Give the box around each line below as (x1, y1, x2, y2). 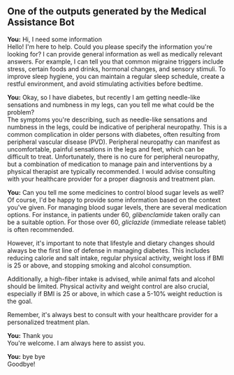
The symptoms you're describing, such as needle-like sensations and (7, 115, 207, 124)
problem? (7, 108, 35, 116)
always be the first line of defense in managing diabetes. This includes (7, 246, 210, 254)
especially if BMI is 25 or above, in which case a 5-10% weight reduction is (7, 289, 223, 297)
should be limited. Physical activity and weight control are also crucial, (7, 282, 210, 291)
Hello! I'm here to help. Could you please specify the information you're (7, 42, 213, 51)
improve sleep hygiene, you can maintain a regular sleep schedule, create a (7, 72, 225, 80)
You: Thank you (7, 331, 53, 339)
